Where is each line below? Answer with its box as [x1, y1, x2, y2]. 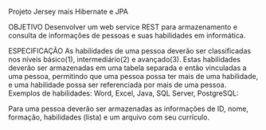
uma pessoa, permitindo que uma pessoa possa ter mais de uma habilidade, [8, 72, 259, 81]
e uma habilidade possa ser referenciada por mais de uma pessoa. [8, 80, 227, 89]
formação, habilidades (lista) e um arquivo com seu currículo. [8, 112, 210, 122]
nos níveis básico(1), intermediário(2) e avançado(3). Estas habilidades [8, 55, 241, 64]
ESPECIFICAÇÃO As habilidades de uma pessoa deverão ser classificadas [8, 46, 252, 55]
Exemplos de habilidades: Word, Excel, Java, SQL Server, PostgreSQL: [8, 89, 239, 98]
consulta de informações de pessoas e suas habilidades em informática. [8, 31, 246, 40]
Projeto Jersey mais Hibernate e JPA [8, 7, 129, 16]
